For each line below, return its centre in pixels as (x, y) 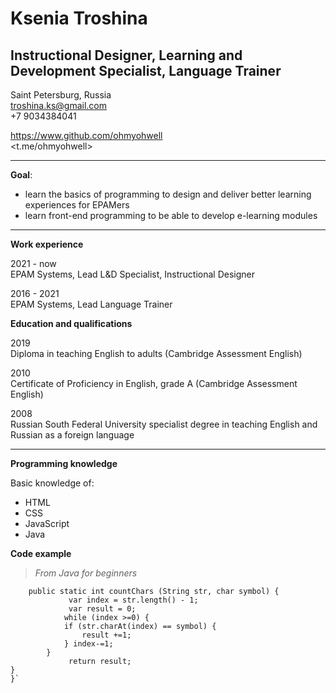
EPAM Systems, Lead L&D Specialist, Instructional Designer (132, 274)
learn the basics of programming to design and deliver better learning (168, 194)
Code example (41, 553)
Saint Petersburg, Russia (61, 95)
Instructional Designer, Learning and (126, 55)
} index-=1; (88, 644)
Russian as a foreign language (72, 435)
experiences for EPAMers (77, 205)
